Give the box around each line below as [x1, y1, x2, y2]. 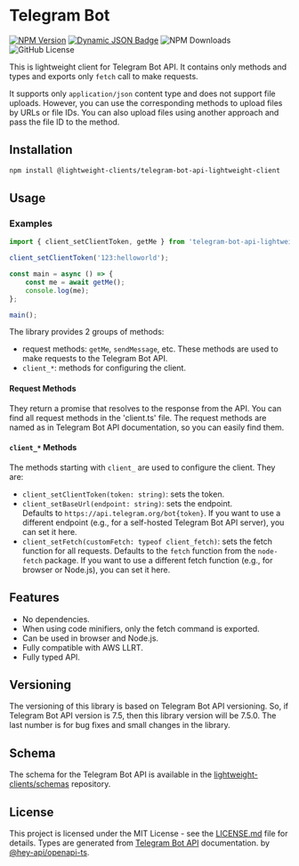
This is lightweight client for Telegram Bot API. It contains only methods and [9, 61, 287, 72]
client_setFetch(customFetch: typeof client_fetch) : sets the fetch [21, 536, 273, 546]
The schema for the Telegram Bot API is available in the [9, 769, 212, 780]
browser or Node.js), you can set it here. [21, 564, 171, 575]
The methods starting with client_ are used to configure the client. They [9, 462, 276, 473]
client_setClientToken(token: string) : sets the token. [21, 489, 225, 499]
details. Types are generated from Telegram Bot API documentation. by [9, 838, 270, 848]
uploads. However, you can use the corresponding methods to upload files [9, 97, 283, 108]
